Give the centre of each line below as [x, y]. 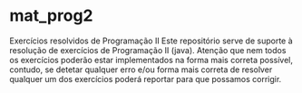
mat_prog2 [51, 16]
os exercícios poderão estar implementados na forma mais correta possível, [151, 60]
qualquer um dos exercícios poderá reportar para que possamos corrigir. [146, 79]
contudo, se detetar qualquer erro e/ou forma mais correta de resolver [141, 70]
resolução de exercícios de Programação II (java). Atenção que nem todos [148, 50]
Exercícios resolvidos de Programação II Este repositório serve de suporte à [151, 41]
